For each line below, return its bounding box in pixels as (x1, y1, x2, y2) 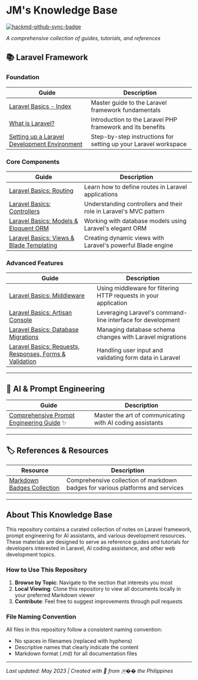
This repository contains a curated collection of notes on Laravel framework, (6, 526, 192, 533)
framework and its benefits (91, 122, 166, 131)
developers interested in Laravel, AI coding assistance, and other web (6, 545, 176, 552)
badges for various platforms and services (66, 483, 184, 491)
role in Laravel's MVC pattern (84, 207, 165, 215)
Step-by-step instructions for (91, 132, 174, 141)
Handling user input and (96, 347, 163, 355)
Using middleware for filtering (96, 284, 179, 293)
